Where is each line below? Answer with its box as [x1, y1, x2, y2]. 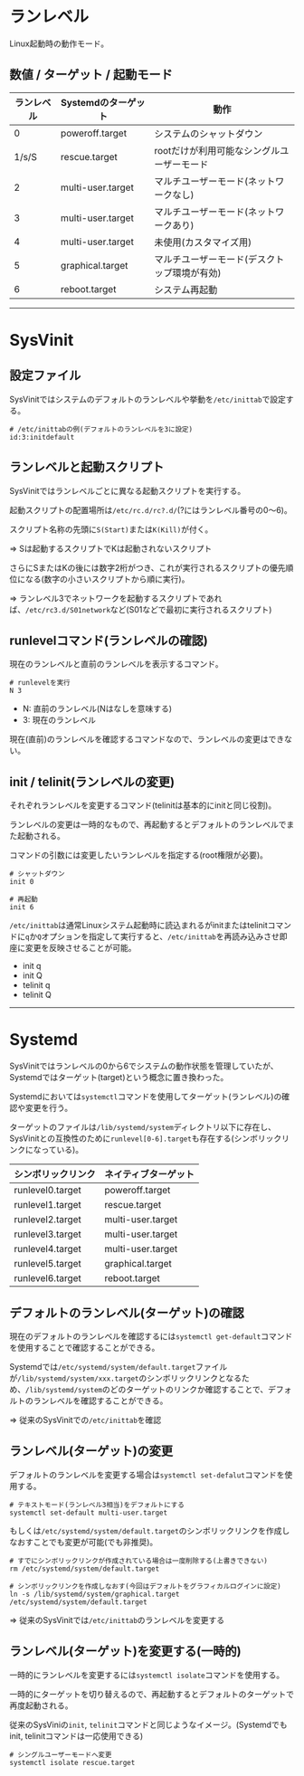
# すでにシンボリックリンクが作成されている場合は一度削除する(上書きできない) [9, 1556, 269, 1565]
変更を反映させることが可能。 [24, 943, 137, 954]
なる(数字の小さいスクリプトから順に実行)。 [24, 574, 190, 584]
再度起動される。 [9, 1700, 73, 1711]
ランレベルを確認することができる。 [33, 1395, 168, 1406]
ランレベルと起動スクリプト [9, 460, 165, 475]
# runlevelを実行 [9, 679, 71, 688]
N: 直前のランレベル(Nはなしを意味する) [22, 703, 173, 714]
